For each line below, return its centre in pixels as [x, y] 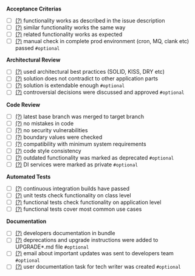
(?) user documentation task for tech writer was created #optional [98, 267]
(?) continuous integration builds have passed [72, 189]
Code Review [23, 104]
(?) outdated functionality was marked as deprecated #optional [94, 157]
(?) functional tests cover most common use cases [78, 209]
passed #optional [37, 48]
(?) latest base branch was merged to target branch [80, 116]
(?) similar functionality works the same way [70, 27]
